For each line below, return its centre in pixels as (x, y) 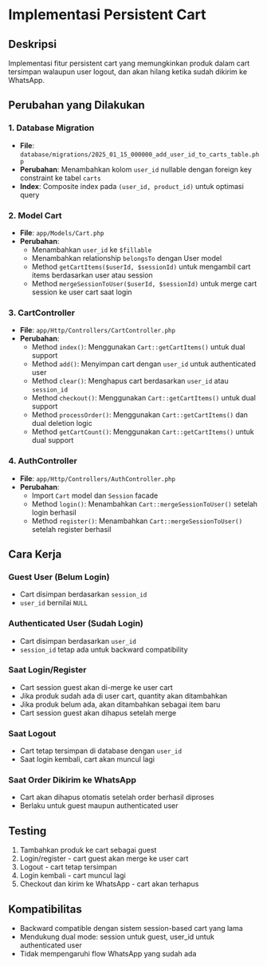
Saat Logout (32, 733)
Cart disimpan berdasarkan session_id (83, 594)
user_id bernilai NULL (53, 603)
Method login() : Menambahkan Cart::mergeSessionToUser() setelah (144, 503)
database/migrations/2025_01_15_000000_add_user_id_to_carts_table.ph (139, 154)
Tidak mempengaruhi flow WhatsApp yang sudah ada (108, 954)
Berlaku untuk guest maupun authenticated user (99, 806)
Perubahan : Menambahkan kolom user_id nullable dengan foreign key (136, 169)
